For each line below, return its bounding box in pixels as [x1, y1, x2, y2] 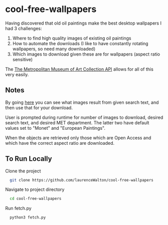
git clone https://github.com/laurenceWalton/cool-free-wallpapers [10, 177, 154, 182]
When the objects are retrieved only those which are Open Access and [5, 134, 151, 141]
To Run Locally [5, 154, 52, 163]
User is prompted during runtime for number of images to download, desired [5, 114, 163, 120]
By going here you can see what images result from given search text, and [5, 99, 159, 105]
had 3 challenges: [5, 25, 42, 31]
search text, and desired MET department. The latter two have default [5, 119, 149, 126]
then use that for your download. [5, 104, 73, 111]
